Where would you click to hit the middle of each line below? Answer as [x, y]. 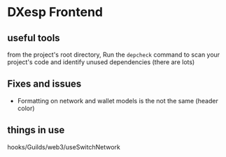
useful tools [34, 38]
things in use [36, 130]
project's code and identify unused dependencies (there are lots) [101, 62]
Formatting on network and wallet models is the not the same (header [118, 100]
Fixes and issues [44, 84]
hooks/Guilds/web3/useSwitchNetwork [64, 147]
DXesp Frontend [55, 12]
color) [26, 108]
